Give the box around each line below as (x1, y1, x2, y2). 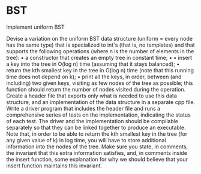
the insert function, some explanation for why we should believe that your (6, 155, 188, 163)
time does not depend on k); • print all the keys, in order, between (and (6, 73, 182, 80)
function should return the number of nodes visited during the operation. (6, 86, 186, 93)
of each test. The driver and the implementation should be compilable (6, 117, 179, 124)
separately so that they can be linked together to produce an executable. (6, 124, 186, 131)
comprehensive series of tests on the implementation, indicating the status (6, 111, 191, 118)
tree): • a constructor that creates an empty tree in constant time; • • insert (6, 54, 193, 61)
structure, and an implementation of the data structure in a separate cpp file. (6, 98, 196, 105)
